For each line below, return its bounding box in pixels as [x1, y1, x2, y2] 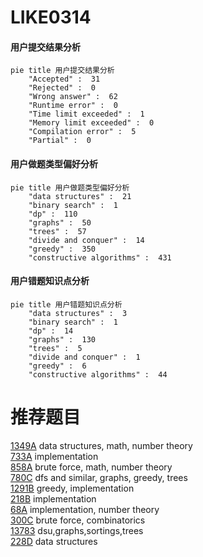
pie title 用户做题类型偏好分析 [10, 182, 130, 193]
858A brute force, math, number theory [10, 461, 173, 473]
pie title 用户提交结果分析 [10, 66, 115, 76]
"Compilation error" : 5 [28, 127, 137, 137]
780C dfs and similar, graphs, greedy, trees [10, 471, 188, 483]
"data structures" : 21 [28, 191, 132, 201]
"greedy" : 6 [28, 361, 87, 371]
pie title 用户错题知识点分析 [10, 299, 123, 310]
